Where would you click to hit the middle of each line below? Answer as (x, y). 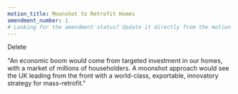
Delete (17, 47)
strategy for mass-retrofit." (47, 83)
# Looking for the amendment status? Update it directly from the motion (119, 27)
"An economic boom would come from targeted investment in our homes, (115, 61)
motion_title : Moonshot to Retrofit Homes (71, 14)
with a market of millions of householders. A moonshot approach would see (118, 69)
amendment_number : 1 (38, 20)
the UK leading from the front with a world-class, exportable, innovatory (113, 76)
